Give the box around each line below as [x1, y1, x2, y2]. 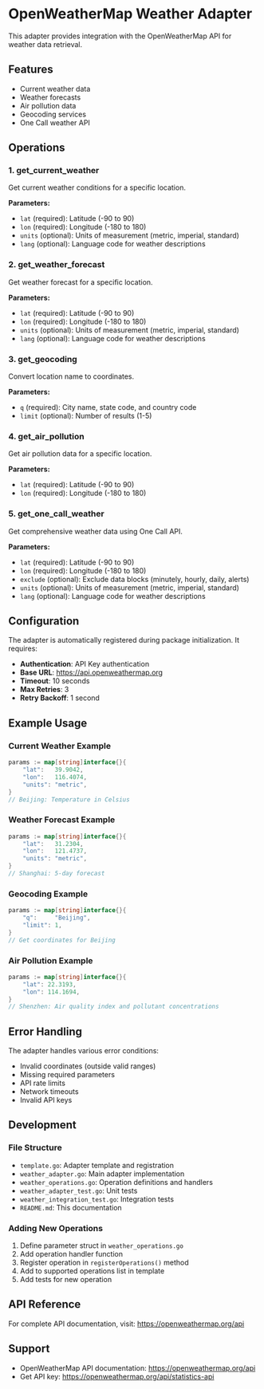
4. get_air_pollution [8, 431, 85, 442]
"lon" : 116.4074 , [22, 773, 88, 781]
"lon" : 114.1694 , [22, 988, 81, 996]
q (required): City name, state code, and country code [19, 403, 197, 412]
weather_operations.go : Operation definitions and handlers [19, 1177, 214, 1186]
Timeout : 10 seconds [19, 676, 90, 686]
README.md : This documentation [19, 1202, 122, 1212]
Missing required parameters [19, 1070, 116, 1080]
